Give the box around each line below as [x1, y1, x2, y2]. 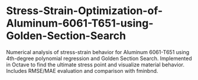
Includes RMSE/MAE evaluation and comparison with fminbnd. [6, 67, 158, 74]
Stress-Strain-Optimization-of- [6, 4, 163, 18]
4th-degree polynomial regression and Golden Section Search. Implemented [6, 55, 192, 62]
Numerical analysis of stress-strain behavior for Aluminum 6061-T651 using [6, 48, 190, 55]
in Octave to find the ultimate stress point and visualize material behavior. [6, 61, 185, 68]
